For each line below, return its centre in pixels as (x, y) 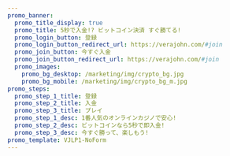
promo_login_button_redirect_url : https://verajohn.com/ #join (119, 45)
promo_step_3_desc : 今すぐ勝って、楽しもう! (82, 132)
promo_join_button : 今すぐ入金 (63, 52)
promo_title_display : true (59, 23)
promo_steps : (29, 89)
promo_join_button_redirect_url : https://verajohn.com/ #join (117, 60)
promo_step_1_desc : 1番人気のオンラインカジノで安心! (95, 118)
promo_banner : (31, 15)
